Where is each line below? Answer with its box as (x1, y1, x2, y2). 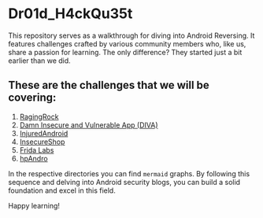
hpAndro (19, 153, 49, 163)
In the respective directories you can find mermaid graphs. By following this (8, 168, 250, 178)
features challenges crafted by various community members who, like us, (8, 39, 246, 48)
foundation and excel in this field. (8, 186, 116, 195)
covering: (8, 91, 57, 105)
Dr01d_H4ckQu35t (8, 5, 133, 23)
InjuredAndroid (19, 128, 69, 138)
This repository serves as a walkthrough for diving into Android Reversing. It (8, 31, 255, 40)
